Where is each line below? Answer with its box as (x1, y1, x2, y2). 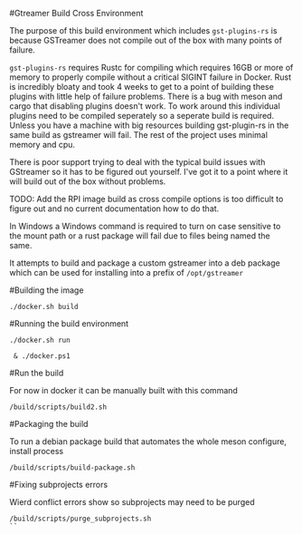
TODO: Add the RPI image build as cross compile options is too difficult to (9, 194, 284, 204)
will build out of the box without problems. (9, 176, 166, 187)
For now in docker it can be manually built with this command (9, 385, 238, 395)
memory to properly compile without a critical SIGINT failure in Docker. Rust (9, 72, 292, 83)
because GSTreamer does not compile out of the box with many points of (9, 35, 283, 45)
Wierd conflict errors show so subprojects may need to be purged (9, 497, 255, 507)
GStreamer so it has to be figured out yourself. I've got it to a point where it (9, 167, 288, 177)
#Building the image (9, 285, 84, 296)
